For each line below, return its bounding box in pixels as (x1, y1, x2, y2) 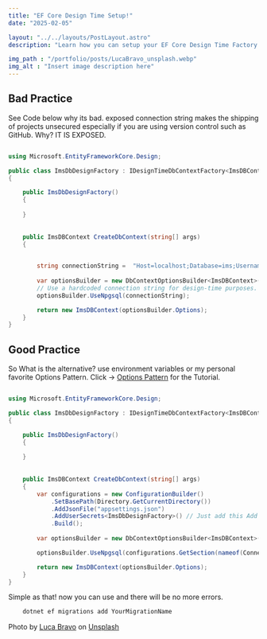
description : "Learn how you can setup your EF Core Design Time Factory (8, 41, 258, 49)
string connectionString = (37, 262, 126, 271)
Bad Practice (8, 92, 73, 106)
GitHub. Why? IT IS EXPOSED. (8, 130, 106, 139)
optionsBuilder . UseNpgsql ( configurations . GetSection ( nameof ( (37, 548, 244, 557)
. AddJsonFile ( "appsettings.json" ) (50, 505, 165, 513)
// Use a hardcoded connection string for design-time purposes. (37, 284, 258, 292)
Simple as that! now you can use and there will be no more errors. (8, 592, 224, 602)
